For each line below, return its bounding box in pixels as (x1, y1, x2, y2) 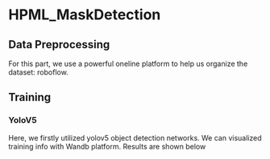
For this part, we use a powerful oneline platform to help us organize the (8, 59, 248, 68)
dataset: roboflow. (8, 67, 69, 77)
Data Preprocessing (8, 38, 110, 51)
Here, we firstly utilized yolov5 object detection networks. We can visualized (8, 132, 262, 142)
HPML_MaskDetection (8, 6, 161, 24)
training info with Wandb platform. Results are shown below (8, 141, 206, 151)
